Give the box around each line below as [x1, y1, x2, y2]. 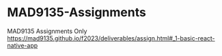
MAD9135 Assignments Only [7, 27, 87, 35]
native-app [7, 41, 38, 49]
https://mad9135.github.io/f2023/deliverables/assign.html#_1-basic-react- [7, 34, 215, 42]
